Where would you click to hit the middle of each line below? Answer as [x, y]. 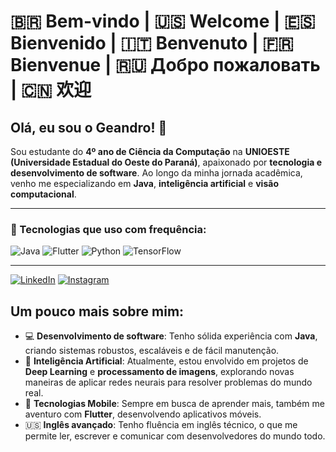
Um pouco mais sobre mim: [97, 311]
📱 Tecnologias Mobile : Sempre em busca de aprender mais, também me [174, 404]
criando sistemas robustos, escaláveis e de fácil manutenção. [152, 351]
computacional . [43, 194]
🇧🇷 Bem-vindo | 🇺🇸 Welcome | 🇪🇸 [163, 21]
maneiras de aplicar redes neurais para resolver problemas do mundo [168, 382]
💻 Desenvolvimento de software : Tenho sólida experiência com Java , [171, 336]
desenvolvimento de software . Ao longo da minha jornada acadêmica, [156, 173]
